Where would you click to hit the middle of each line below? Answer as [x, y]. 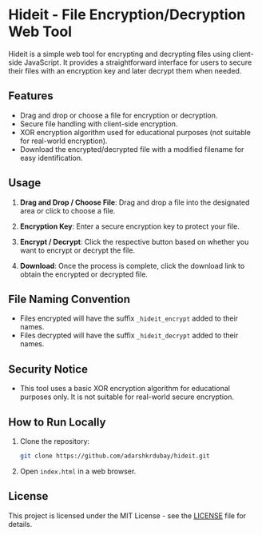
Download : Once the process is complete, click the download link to [132, 266]
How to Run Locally [57, 422]
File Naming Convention [69, 299]
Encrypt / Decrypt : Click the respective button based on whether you [134, 242]
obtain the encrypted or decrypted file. [83, 274]
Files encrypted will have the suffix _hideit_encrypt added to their [129, 318]
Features [31, 96]
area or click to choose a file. [67, 210]
